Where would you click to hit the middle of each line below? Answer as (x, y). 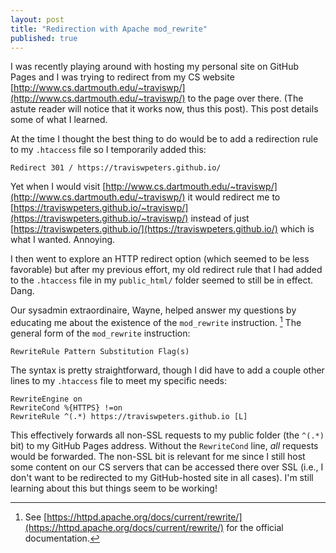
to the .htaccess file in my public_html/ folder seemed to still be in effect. (162, 280)
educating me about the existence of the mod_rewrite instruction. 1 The (156, 322)
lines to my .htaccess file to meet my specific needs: (118, 381)
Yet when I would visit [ (58, 187)
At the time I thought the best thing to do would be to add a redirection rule (164, 139)
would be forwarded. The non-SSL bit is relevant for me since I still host (158, 457)
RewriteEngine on (46, 399)
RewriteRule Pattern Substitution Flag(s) (100, 352)
